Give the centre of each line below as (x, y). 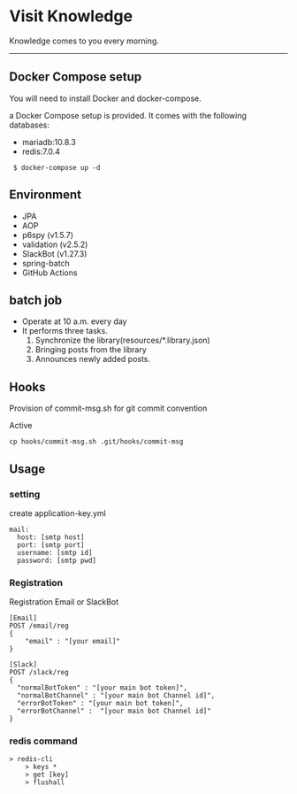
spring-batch (46, 263)
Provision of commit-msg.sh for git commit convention (108, 408)
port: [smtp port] (51, 545)
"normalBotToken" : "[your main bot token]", (103, 688)
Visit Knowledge (71, 16)
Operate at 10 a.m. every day (74, 321)
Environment (46, 195)
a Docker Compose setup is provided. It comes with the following (128, 115)
